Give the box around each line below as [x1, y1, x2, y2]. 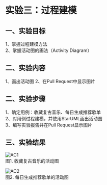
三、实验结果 [5, 138, 46, 147]
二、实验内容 [5, 64, 46, 72]
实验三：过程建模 [5, 5, 77, 16]
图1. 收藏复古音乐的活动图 [5, 158, 59, 164]
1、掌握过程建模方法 [5, 41, 47, 47]
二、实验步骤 [5, 95, 46, 103]
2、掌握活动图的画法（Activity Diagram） [5, 47, 92, 54]
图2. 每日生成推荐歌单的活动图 [5, 174, 69, 180]
